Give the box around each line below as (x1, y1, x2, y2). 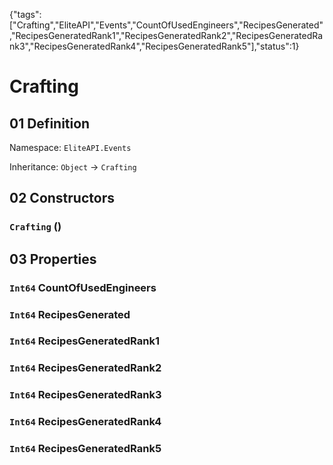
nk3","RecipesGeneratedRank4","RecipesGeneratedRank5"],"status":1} (9, 40, 300, 52)
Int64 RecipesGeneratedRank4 (9, 415, 162, 429)
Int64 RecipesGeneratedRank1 (9, 334, 160, 348)
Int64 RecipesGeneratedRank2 (9, 361, 162, 375)
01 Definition (9, 115, 91, 132)
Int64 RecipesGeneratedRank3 (9, 388, 162, 402)
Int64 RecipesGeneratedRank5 (9, 442, 162, 456)
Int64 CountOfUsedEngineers (9, 280, 157, 294)
